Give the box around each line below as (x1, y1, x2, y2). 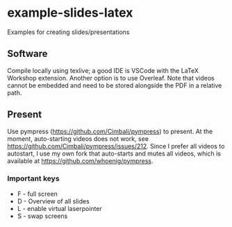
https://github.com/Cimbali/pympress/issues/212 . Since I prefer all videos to (7, 142, 225, 150)
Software (7, 48, 48, 60)
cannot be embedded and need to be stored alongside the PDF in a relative (7, 81, 222, 90)
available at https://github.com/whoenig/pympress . (7, 156, 154, 165)
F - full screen (17, 190, 58, 198)
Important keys (7, 174, 60, 183)
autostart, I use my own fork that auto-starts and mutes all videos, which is (7, 149, 221, 158)
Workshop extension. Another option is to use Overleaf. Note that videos (7, 74, 215, 82)
